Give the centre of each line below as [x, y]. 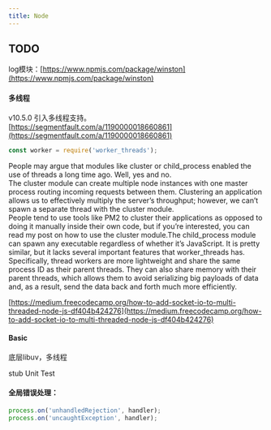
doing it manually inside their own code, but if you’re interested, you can [129, 226]
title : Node [28, 16]
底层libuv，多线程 [38, 357]
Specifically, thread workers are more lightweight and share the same [125, 260]
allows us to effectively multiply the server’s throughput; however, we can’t [133, 200]
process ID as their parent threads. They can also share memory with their [133, 269]
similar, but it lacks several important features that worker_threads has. [127, 252]
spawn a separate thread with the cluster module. [91, 209]
